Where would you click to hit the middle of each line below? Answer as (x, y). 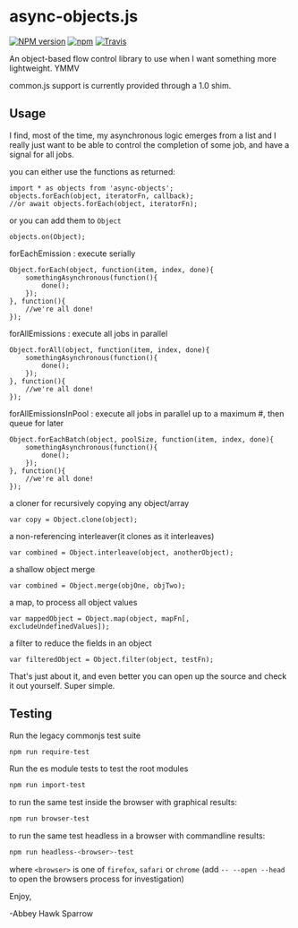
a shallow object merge (52, 569)
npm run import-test (48, 786)
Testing (31, 714)
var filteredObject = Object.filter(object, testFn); (112, 659)
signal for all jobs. (42, 154)
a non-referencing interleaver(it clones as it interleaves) (112, 536)
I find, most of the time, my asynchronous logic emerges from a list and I (143, 135)
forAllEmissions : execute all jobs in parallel (89, 333)
